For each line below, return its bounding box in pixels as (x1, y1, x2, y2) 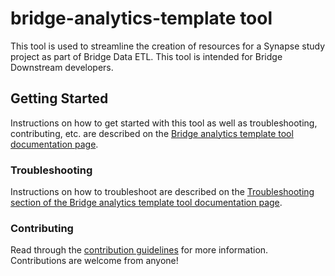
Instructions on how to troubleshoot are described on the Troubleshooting (10, 186, 315, 198)
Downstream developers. (10, 61, 114, 73)
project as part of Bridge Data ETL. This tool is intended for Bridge (10, 50, 283, 62)
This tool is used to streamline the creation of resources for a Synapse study (10, 40, 326, 52)
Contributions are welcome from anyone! (10, 255, 179, 267)
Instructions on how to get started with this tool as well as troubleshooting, (10, 117, 318, 129)
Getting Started (10, 90, 109, 107)
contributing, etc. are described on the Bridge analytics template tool (10, 127, 294, 139)
